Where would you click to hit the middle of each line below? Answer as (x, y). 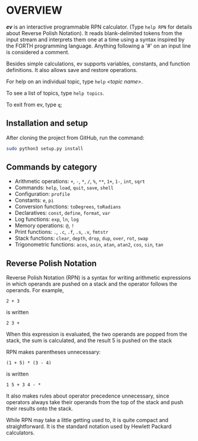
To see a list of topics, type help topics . (55, 93)
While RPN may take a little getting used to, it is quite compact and (87, 420)
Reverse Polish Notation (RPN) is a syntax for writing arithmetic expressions (99, 278)
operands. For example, (35, 290)
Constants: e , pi (34, 201)
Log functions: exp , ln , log (47, 219)
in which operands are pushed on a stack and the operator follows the (92, 284)
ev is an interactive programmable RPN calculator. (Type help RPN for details (99, 27)
